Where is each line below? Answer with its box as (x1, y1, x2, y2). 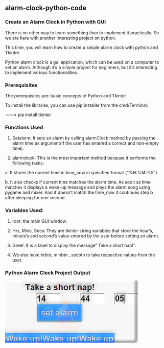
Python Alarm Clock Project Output (5, 269, 91, 276)
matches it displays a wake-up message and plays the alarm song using (5, 185, 150, 190)
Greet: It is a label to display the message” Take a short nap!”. (12, 242, 136, 248)
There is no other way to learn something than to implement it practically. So (5, 29, 159, 36)
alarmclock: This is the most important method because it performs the (12, 155, 156, 161)
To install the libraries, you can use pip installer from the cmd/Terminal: (5, 102, 148, 108)
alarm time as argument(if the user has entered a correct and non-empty (12, 140, 159, 146)
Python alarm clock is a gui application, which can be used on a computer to (5, 59, 159, 65)
